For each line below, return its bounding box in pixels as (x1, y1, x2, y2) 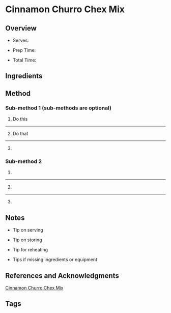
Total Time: (12, 57, 37, 63)
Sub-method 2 (5, 158, 42, 165)
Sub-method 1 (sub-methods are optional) (5, 104, 112, 111)
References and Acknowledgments (5, 271, 120, 280)
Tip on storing (12, 237, 42, 243)
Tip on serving (12, 227, 43, 233)
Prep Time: (12, 47, 36, 53)
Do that (12, 131, 28, 137)
